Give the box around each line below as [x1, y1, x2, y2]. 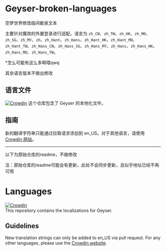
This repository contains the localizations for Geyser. [5, 207, 113, 213]
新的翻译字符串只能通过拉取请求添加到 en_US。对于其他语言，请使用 [5, 130, 145, 136]
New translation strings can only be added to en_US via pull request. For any [5, 235, 161, 241]
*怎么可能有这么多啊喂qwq [5, 59, 60, 65]
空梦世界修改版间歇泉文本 [5, 20, 57, 26]
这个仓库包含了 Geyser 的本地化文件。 [28, 100, 106, 106]
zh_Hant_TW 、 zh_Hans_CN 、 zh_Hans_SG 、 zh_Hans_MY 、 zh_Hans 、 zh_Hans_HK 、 [5, 43, 158, 49]
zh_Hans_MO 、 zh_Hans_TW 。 [5, 49, 58, 55]
